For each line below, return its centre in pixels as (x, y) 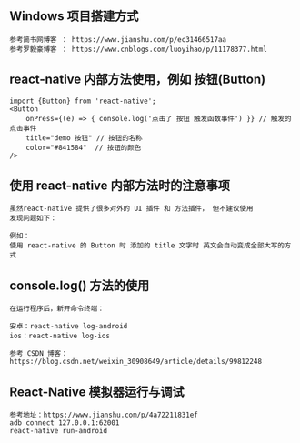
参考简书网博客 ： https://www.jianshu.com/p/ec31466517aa (118, 39)
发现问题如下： (33, 218)
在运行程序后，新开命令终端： (57, 309)
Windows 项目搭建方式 (74, 16)
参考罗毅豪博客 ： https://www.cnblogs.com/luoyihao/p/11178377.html (139, 49)
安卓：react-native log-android (69, 327)
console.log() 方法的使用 (80, 285)
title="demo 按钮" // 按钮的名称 (84, 138)
